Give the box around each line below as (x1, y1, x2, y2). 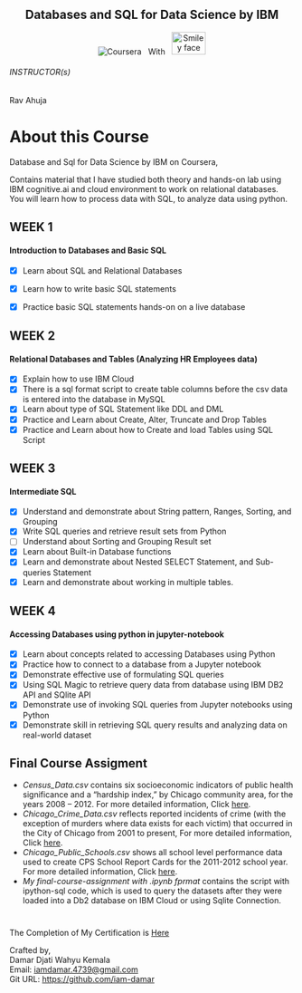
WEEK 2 (9, 328, 56, 343)
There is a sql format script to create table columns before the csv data (22, 384, 288, 395)
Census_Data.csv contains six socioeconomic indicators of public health (22, 779, 294, 791)
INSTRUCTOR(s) (9, 67, 71, 78)
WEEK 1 (9, 219, 53, 235)
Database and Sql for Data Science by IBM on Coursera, (9, 156, 219, 167)
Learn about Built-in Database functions (22, 546, 172, 557)
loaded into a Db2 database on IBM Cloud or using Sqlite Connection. (22, 895, 282, 906)
